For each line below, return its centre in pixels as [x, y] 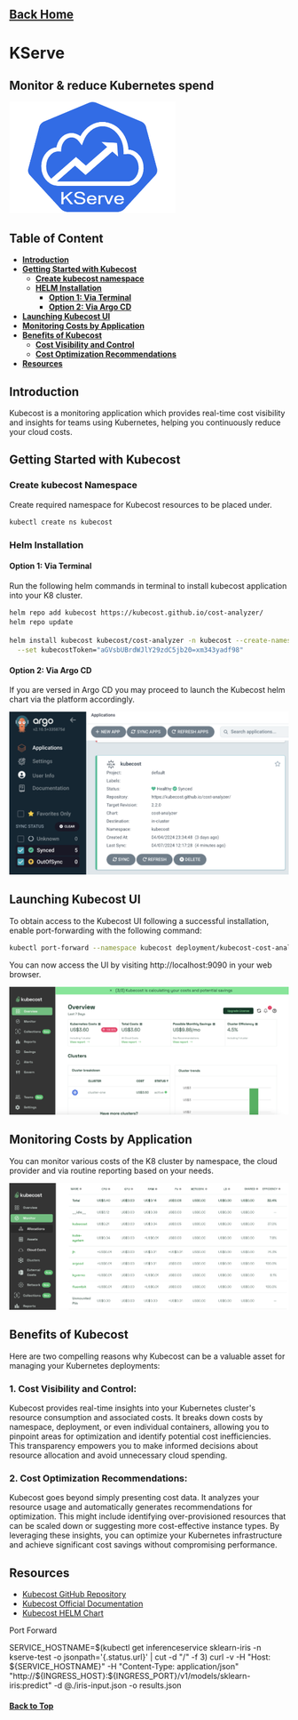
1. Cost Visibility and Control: [73, 1388]
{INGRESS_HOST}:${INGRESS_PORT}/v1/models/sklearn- [145, 1676]
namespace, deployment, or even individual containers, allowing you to [139, 1427]
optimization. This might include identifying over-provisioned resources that [148, 1516]
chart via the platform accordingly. [72, 699]
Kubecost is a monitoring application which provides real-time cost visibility [147, 414]
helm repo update [41, 622]
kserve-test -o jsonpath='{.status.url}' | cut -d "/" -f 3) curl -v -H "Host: [140, 1657]
